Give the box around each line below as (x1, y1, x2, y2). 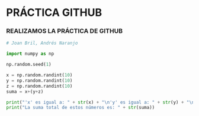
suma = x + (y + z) (6, 88, 44, 94)
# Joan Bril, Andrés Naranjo (6, 40, 78, 47)
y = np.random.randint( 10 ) (6, 77, 73, 84)
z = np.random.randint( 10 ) (6, 83, 73, 89)
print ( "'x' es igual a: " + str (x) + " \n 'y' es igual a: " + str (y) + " (6, 99, 190, 105)
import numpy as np (6, 51, 54, 57)
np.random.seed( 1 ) (6, 62, 52, 68)
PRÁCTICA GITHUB (6, 6, 102, 19)
